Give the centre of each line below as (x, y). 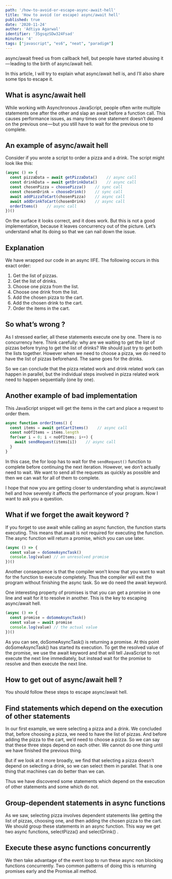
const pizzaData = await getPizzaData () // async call (73, 178)
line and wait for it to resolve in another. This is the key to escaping (76, 598)
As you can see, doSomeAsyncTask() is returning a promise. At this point (82, 642)
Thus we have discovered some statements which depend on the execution (85, 781)
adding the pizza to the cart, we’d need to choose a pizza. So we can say (83, 740)
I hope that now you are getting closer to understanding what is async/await (86, 488)
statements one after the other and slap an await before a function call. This (85, 113)
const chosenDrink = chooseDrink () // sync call (66, 192)
